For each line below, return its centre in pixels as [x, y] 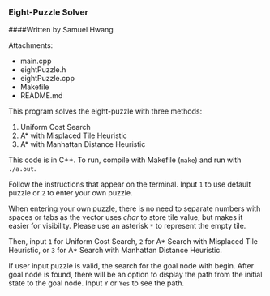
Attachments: [31, 45]
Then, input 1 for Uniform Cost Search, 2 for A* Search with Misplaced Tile [133, 242]
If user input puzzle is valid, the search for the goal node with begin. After [131, 266]
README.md [41, 96]
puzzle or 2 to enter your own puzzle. [71, 193]
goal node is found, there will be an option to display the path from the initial [135, 275]
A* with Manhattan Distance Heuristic [83, 144]
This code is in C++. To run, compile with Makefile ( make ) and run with [125, 160]
